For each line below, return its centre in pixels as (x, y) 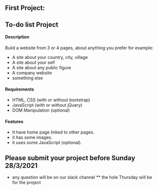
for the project (26, 183)
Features (14, 121)
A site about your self (33, 62)
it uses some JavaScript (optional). (47, 143)
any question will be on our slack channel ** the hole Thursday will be (82, 177)
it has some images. (32, 137)
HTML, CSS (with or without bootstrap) (51, 100)
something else (27, 78)
